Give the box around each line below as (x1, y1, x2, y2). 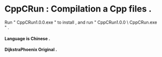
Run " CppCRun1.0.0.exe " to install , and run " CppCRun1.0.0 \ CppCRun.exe (4, 19, 157, 25)
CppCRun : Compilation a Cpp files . (4, 3, 152, 14)
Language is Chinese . (4, 35, 50, 42)
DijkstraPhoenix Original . (4, 47, 57, 53)
